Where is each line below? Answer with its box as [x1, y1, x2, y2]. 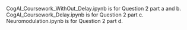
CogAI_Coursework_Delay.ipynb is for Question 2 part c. [6, 11, 144, 18]
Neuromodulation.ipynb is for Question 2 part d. [6, 18, 123, 24]
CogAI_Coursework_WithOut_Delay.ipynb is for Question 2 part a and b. [6, 5, 181, 12]
